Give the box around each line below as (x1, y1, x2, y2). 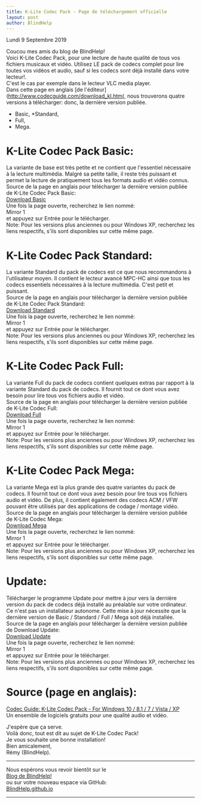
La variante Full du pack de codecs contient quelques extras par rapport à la (6, 379, 194, 386)
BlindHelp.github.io (6, 785, 53, 792)
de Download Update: (6, 627, 60, 634)
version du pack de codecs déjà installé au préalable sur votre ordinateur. (6, 601, 187, 608)
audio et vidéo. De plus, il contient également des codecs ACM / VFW (6, 497, 178, 504)
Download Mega (6, 522, 47, 529)
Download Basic (6, 196, 47, 203)
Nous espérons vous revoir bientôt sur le (6, 766, 106, 773)
